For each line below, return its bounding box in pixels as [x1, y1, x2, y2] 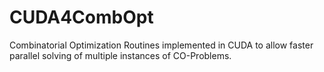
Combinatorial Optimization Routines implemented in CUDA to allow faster [9, 39, 314, 51]
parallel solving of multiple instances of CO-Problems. [9, 49, 232, 61]
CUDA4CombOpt [9, 6, 154, 29]
